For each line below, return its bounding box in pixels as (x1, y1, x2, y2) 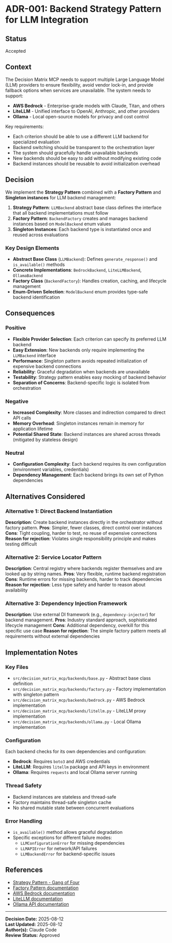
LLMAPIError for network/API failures (20, 846, 97, 852)
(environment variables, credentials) (12, 467, 89, 473)
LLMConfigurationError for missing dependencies (20, 840, 125, 846)
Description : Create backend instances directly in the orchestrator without (5, 519, 163, 525)
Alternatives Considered (5, 492, 85, 501)
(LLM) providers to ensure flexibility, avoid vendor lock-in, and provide (5, 81, 154, 88)
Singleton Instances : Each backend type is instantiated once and (12, 226, 151, 232)
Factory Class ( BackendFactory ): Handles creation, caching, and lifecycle (12, 278, 167, 284)
